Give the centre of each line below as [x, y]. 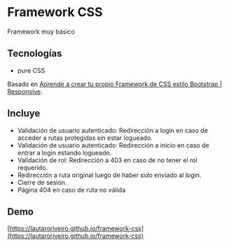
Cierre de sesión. [42, 182]
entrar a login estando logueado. [64, 153]
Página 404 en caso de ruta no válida [71, 190]
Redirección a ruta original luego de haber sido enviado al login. [109, 175]
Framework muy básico [41, 31]
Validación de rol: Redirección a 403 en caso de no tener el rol [107, 160]
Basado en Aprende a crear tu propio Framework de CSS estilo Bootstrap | [114, 84]
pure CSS [31, 70]
